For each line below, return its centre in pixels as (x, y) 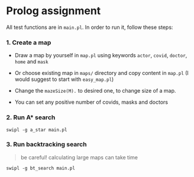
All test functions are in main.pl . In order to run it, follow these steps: (90, 27)
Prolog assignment (54, 11)
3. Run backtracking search (46, 145)
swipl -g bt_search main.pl (41, 168)
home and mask (31, 62)
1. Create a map (29, 42)
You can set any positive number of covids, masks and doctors (91, 102)
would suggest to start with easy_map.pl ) (64, 79)
